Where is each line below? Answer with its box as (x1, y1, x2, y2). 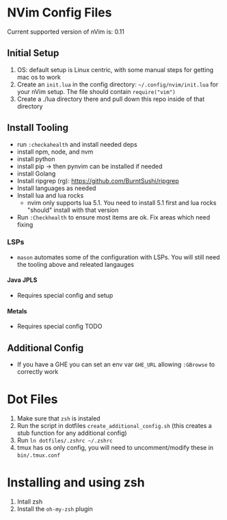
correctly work (16, 368, 59, 376)
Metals (7, 307, 27, 315)
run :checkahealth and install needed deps (16, 140, 138, 148)
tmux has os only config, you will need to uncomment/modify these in (16, 444, 214, 452)
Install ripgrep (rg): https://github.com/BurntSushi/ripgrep (16, 176, 179, 185)
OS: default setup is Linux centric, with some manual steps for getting (16, 65, 214, 73)
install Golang (16, 169, 56, 178)
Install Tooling (7, 122, 68, 134)
